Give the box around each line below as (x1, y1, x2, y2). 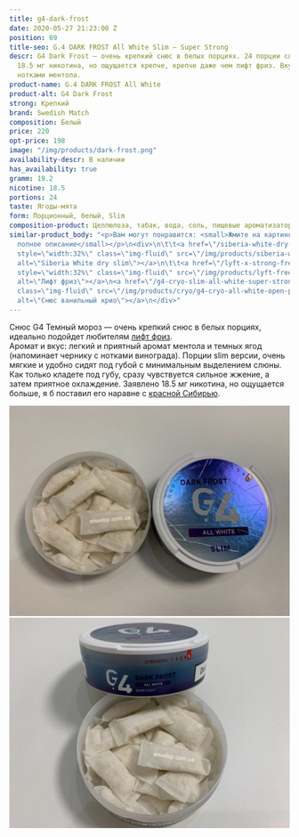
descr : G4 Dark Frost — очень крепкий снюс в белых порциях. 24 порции (9, 52, 280, 61)
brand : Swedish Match (9, 108, 90, 118)
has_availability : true (9, 165, 98, 174)
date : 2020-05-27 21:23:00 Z (9, 23, 117, 33)
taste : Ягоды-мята (9, 202, 77, 211)
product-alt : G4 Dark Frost (9, 89, 114, 98)
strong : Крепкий (9, 99, 69, 108)
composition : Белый (9, 118, 82, 126)
